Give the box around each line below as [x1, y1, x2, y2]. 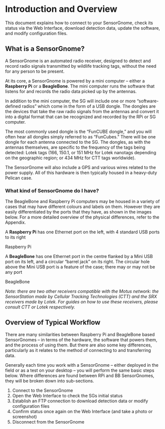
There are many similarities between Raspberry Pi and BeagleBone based [5, 331, 155, 337]
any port [5, 269, 22, 275]
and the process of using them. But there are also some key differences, [5, 342, 152, 348]
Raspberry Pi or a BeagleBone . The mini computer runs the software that [5, 83, 155, 89]
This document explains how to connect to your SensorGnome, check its [5, 20, 153, 26]
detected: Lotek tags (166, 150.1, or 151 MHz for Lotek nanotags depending [5, 149, 157, 155]
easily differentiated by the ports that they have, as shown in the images [5, 209, 152, 215]
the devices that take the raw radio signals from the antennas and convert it [5, 108, 159, 114]
